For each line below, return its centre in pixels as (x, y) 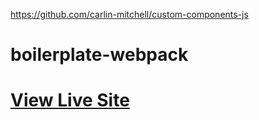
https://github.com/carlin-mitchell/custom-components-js (129, 14)
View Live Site (70, 100)
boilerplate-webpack (99, 55)
